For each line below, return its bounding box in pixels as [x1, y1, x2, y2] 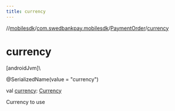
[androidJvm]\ [6, 64, 41, 71]
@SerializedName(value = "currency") [6, 75, 99, 82]
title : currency [6, 8, 46, 15]
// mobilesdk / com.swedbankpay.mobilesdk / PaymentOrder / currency [6, 25, 169, 32]
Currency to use [6, 98, 45, 105]
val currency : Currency [6, 87, 62, 94]
